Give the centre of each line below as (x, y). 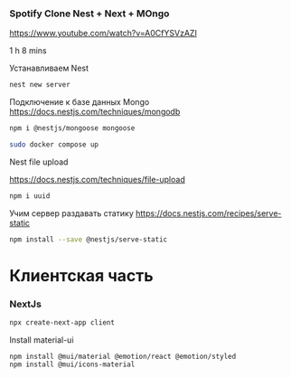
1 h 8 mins (28, 51)
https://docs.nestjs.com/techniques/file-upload (97, 179)
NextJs (26, 304)
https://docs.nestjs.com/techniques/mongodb (95, 112)
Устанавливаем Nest (49, 68)
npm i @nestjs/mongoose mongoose (72, 128)
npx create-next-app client (62, 323)
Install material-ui (42, 340)
